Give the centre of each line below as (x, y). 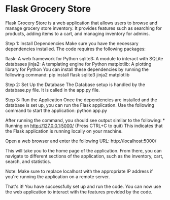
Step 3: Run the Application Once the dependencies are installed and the (81, 100)
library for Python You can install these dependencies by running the (77, 69)
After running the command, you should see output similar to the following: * (85, 120)
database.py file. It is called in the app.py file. (53, 90)
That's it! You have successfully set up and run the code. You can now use (83, 186)
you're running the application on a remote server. (58, 176)
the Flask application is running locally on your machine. (64, 131)
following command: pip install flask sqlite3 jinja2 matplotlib (67, 74)
